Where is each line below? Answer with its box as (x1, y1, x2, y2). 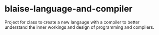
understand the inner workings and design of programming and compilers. (4, 24, 155, 30)
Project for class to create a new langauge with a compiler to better (4, 19, 140, 25)
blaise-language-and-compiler (4, 3, 133, 14)
